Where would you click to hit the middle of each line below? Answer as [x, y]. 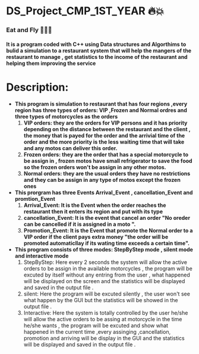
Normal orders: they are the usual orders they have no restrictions [107, 173]
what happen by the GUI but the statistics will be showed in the [101, 300]
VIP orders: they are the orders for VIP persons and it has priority [105, 123]
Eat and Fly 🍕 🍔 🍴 [29, 30]
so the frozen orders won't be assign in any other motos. [95, 167]
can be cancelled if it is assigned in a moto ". [80, 224]
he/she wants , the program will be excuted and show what [96, 325]
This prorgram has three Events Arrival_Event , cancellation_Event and [104, 192]
